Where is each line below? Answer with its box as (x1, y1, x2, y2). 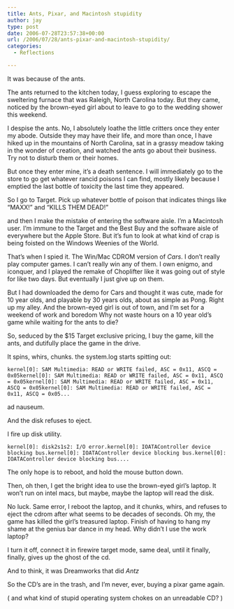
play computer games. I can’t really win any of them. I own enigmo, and (7, 259, 213, 268)
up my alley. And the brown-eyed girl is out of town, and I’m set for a (7, 303, 205, 311)
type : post (7, 23, 39, 30)
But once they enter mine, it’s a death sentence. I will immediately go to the (7, 167, 224, 175)
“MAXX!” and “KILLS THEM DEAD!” (7, 203, 109, 211)
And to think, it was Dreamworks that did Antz (7, 566, 140, 575)
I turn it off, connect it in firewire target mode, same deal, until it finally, (7, 545, 211, 554)
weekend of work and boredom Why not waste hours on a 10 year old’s (7, 310, 212, 319)
